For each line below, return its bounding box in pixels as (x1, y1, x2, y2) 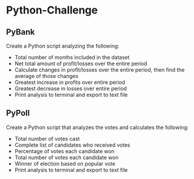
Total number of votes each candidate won (14, 154, 119, 161)
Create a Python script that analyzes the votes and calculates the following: (6, 124, 189, 131)
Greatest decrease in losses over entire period (14, 85, 128, 92)
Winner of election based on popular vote (14, 160, 116, 167)
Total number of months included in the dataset (14, 54, 130, 60)
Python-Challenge (6, 4, 98, 17)
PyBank (6, 27, 35, 37)
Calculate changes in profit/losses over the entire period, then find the (14, 66, 185, 73)
